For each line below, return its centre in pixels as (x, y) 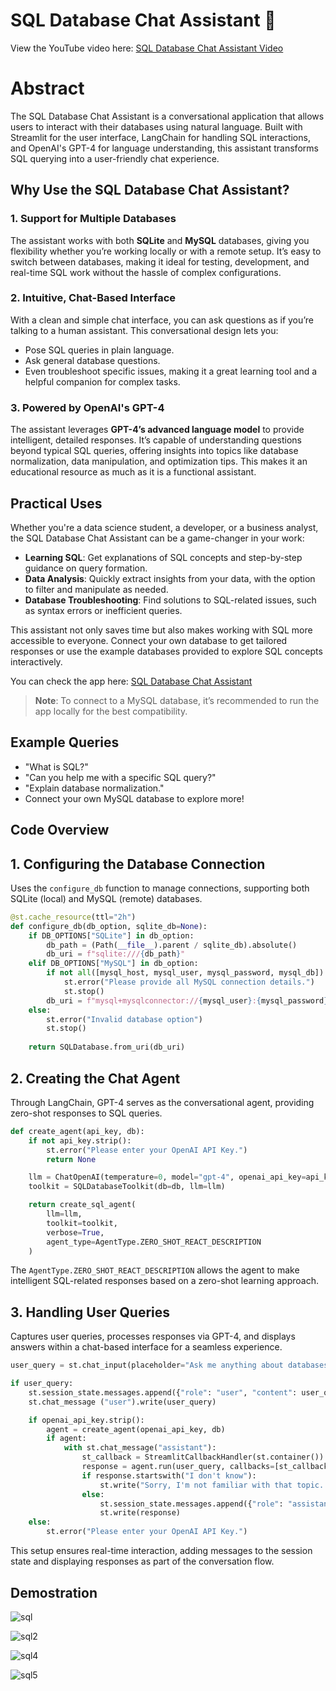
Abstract (47, 88)
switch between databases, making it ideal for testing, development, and (160, 261)
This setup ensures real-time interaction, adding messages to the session (161, 1551)
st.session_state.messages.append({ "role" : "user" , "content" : (163, 1392)
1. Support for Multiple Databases (93, 219)
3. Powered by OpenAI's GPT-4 (87, 407)
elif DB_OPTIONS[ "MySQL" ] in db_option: (113, 964)
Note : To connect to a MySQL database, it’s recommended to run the (177, 700)
